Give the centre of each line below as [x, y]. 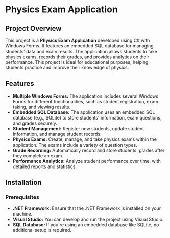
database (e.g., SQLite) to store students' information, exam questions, [87, 117]
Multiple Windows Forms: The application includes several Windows [86, 96]
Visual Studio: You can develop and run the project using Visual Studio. [88, 219]
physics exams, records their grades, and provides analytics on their [77, 57]
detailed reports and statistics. [45, 166]
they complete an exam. [38, 156]
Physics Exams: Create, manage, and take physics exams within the [85, 139]
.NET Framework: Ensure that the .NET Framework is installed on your [87, 208]
